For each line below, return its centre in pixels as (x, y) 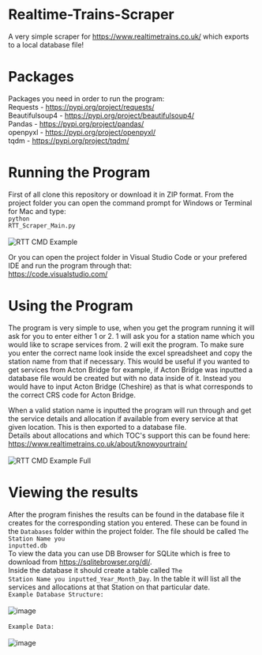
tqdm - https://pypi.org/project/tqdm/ (69, 141)
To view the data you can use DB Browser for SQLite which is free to (119, 553)
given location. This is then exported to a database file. (97, 427)
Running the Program (79, 173)
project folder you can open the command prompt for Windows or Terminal (130, 202)
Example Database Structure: (56, 594)
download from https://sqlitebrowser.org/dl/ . (80, 562)
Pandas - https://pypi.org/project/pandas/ (76, 123)
